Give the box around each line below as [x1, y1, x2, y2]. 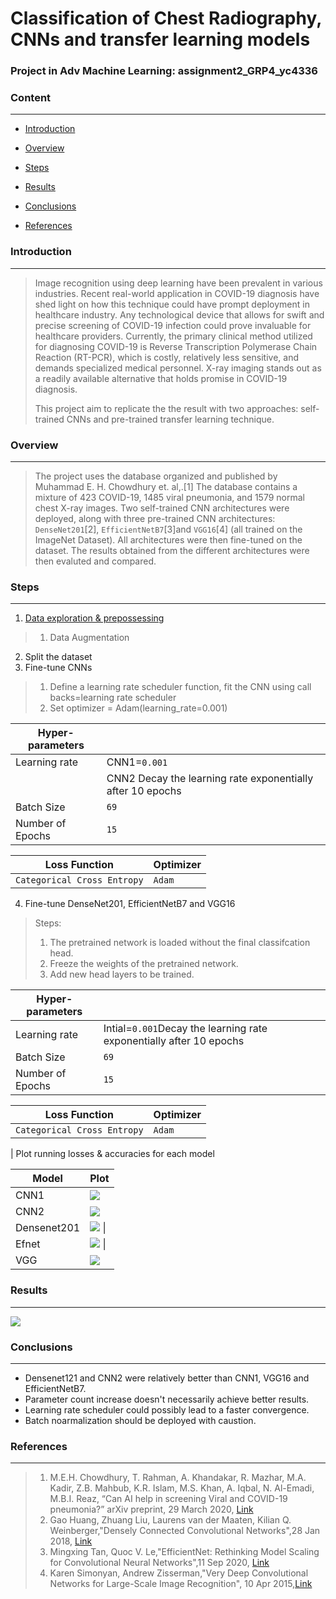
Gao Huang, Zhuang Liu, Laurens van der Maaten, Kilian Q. [49, 1514, 292, 1526]
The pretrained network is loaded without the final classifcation [49, 937, 311, 949]
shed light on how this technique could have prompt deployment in [34, 298, 310, 310]
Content [10, 91, 52, 105]
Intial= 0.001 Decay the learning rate [103, 1022, 268, 1036]
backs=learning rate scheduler [49, 692, 177, 704]
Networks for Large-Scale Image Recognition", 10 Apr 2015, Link [49, 1578, 313, 1590]
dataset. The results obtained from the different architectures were [34, 545, 310, 556]
